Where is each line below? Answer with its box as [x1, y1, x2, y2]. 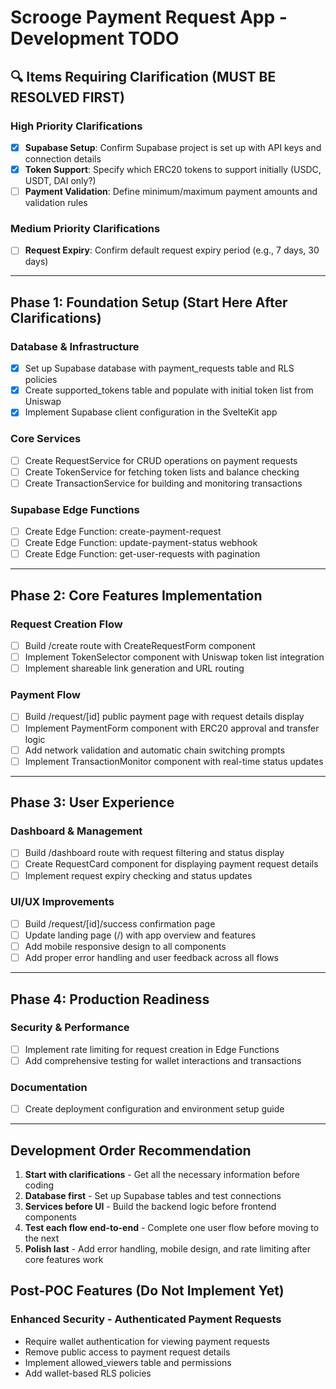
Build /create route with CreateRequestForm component [24, 639, 256, 651]
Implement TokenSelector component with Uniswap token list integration [24, 651, 325, 663]
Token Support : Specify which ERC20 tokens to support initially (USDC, [24, 163, 322, 175]
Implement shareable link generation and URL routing [24, 662, 245, 675]
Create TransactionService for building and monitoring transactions [24, 477, 303, 489]
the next [24, 1232, 60, 1245]
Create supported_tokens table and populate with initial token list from [24, 384, 314, 396]
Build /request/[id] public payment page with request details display [24, 711, 305, 723]
